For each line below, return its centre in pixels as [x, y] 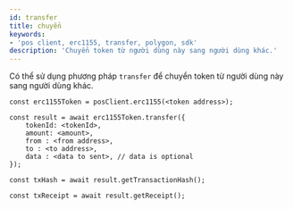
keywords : [28, 34]
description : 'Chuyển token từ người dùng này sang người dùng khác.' [143, 51]
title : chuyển [36, 26]
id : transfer [33, 17]
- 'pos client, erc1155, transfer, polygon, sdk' [104, 42]
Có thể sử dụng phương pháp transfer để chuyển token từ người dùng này [146, 76]
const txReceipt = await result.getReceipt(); [97, 196]
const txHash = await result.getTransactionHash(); [107, 180]
